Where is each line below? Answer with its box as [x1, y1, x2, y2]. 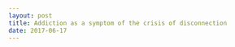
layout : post [8, 11, 53, 20]
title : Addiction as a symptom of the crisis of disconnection [8, 19, 228, 27]
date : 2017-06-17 [8, 26, 67, 34]
